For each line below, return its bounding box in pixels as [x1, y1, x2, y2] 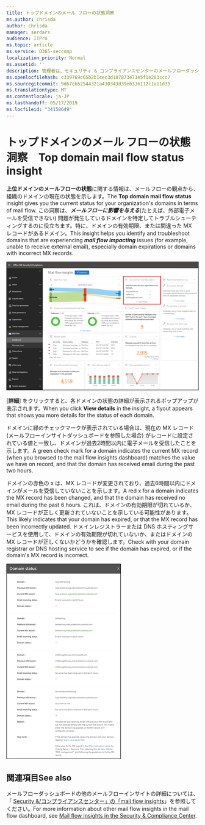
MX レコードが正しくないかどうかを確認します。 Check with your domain [6, 538, 189, 546]
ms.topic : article [6, 42, 53, 48]
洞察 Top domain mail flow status [6, 150, 184, 164]
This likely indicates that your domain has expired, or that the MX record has [6, 516, 198, 523]
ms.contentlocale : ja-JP [6, 93, 70, 100]
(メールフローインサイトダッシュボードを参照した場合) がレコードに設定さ [6, 432, 194, 439]
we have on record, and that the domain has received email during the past [6, 461, 195, 468]
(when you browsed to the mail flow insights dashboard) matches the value [6, 454, 195, 461]
